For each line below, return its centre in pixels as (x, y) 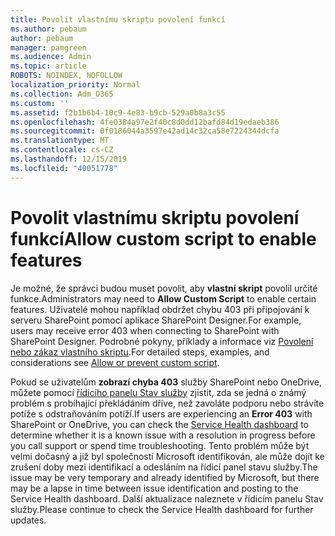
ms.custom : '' (40, 103)
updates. (28, 520)
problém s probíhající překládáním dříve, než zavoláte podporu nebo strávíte (167, 403)
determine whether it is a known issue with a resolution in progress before (163, 435)
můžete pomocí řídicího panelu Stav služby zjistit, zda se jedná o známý (158, 392)
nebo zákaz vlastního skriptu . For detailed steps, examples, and (140, 352)
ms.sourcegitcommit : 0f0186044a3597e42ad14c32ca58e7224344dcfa (145, 131)
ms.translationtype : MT (60, 141)
